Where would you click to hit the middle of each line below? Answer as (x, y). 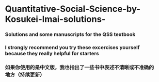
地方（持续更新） (25, 75)
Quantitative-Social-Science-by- (73, 9)
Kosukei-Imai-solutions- (55, 19)
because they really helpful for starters (52, 53)
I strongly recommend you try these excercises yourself (72, 48)
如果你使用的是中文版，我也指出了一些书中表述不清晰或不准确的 (79, 67)
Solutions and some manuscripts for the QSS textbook (70, 34)
